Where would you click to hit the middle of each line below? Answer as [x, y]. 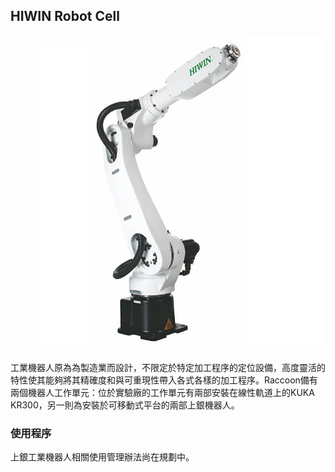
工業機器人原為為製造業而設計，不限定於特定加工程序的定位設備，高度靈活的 [168, 367]
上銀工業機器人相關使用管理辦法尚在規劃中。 [102, 457]
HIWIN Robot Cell [65, 16]
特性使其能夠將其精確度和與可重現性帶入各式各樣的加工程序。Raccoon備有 [164, 380]
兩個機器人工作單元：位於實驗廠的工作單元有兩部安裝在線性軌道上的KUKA [162, 392]
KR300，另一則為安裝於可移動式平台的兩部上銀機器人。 [125, 405]
